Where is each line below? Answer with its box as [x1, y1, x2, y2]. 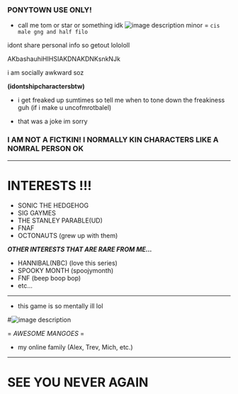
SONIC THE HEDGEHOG [17, 201, 89, 210]
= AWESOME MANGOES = [7, 329, 85, 337]
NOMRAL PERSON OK [7, 144, 84, 154]
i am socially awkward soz [7, 69, 84, 77]
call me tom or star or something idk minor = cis [17, 21, 220, 30]
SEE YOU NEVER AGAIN [7, 374, 149, 390]
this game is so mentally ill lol [17, 301, 103, 310]
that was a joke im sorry [17, 117, 88, 125]
